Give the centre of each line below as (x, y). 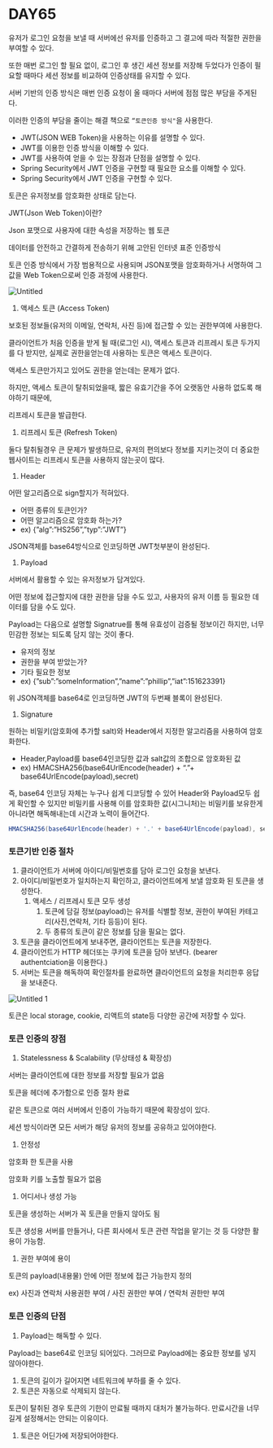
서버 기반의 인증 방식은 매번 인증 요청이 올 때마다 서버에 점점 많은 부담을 (122, 92)
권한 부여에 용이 (45, 1258)
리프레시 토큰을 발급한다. (48, 415)
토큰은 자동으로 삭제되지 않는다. (70, 1390)
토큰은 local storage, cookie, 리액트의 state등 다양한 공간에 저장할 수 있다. (127, 1016)
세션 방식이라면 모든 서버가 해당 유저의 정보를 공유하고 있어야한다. (113, 1127)
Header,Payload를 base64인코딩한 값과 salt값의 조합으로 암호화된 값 (130, 758)
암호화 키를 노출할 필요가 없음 (55, 1179)
